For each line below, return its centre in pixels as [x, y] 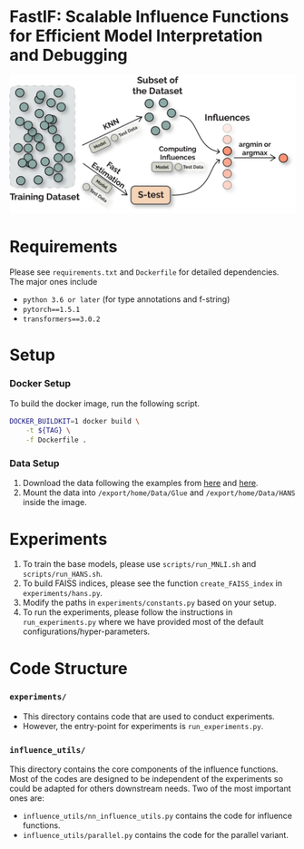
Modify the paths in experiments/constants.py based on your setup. [149, 603]
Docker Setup [40, 384]
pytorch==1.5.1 [51, 310]
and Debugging [69, 55]
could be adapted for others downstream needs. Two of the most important [151, 789]
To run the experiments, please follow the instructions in [127, 612]
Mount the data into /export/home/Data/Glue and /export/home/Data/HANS [159, 493]
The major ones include [54, 282]
